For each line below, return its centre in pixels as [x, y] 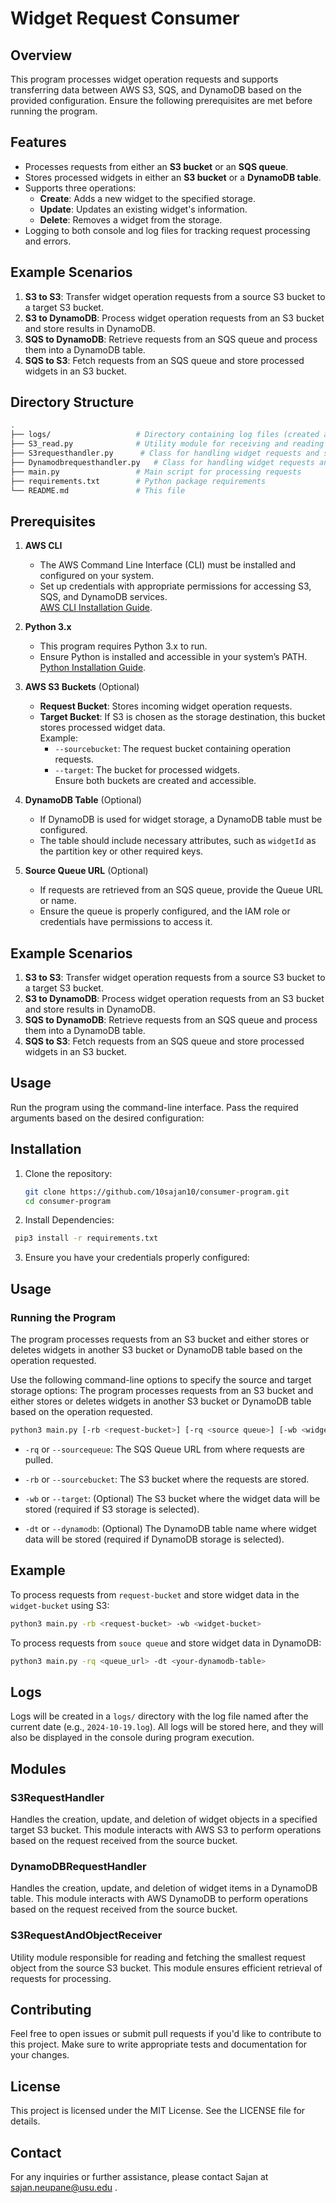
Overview [41, 55]
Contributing [51, 2009]
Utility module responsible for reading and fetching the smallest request [158, 1957]
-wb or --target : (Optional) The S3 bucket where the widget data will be [172, 1498]
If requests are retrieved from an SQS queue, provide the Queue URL [181, 890]
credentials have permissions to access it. [126, 922]
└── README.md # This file [98, 490]
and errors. [48, 241]
